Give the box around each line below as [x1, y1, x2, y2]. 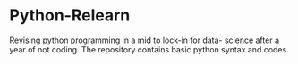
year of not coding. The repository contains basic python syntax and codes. [9, 44, 289, 54]
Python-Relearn [9, 5, 131, 26]
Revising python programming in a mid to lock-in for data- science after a [9, 35, 280, 45]
